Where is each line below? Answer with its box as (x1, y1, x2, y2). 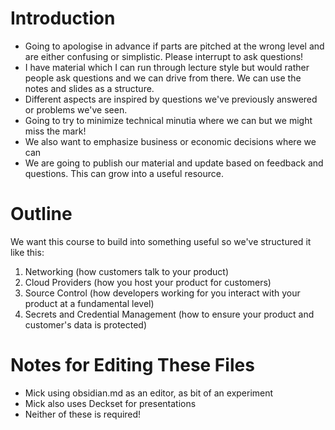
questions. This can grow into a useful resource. (24, 167, 224, 179)
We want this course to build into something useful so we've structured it (10, 235, 312, 247)
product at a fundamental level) (24, 297, 155, 309)
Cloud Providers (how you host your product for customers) (24, 276, 272, 288)
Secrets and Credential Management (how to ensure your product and (24, 308, 315, 320)
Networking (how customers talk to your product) (24, 265, 230, 277)
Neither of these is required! (24, 408, 142, 420)
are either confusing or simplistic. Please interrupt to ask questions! (24, 50, 304, 62)
